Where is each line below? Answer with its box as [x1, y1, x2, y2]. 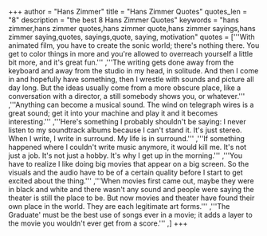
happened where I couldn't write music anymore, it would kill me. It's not [8, 143, 247, 151]
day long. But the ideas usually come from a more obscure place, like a [8, 83, 241, 92]
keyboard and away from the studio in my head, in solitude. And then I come [8, 66, 259, 75]
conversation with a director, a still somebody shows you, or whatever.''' [8, 92, 245, 100]
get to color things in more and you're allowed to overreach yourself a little [8, 49, 253, 58]
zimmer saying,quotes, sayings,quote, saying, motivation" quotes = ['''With [8, 32, 255, 41]
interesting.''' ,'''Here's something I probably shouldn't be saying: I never [8, 117, 247, 126]
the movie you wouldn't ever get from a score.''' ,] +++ [8, 218, 188, 228]
